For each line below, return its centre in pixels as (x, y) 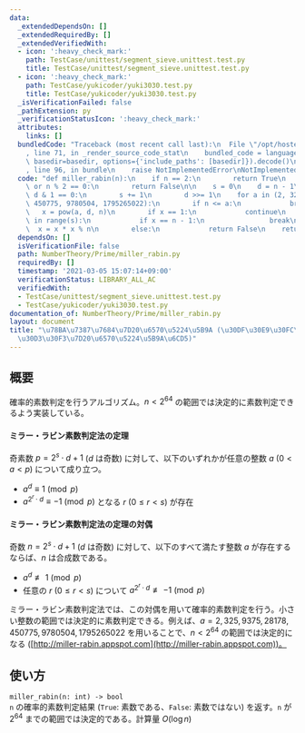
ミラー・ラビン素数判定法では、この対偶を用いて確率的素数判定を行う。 (144, 609)
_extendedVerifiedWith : (62, 43)
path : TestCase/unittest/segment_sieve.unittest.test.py (136, 60)
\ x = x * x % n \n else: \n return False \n (146, 229)
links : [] (44, 136)
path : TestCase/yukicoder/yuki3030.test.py (109, 85)
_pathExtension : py (54, 111)
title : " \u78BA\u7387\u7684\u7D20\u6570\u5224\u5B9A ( (115, 331)
